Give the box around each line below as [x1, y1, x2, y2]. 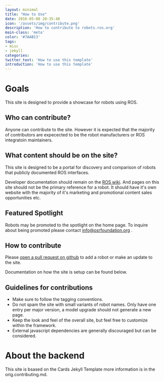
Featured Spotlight [5, 209, 64, 218]
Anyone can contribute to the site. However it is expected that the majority [5, 126, 155, 133]
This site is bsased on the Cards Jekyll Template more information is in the [5, 366, 155, 372]
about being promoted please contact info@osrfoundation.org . [5, 227, 133, 233]
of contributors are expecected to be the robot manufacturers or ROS [5, 132, 145, 137]
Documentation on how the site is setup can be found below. [5, 269, 127, 275]
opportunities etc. [5, 194, 41, 200]
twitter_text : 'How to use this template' [5, 57, 93, 62]
